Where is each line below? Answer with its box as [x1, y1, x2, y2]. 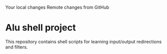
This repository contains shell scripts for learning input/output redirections [5, 38, 162, 44]
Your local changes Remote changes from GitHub [5, 5, 110, 10]
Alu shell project [5, 22, 76, 33]
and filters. [5, 44, 28, 50]
